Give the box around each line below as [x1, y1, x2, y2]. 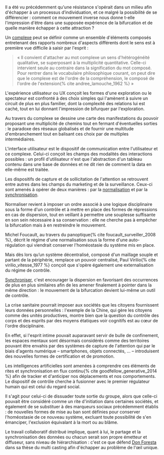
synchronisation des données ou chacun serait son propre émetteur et [5, 434, 147, 440]
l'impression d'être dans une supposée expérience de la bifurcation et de [5, 20, 153, 26]
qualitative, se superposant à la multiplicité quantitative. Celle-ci [17, 60, 146, 65]
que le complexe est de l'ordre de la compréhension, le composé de [17, 76, 155, 81]
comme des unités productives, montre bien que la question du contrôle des [5, 313, 159, 318]
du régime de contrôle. [5, 267, 51, 273]
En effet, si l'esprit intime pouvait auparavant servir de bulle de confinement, [5, 333, 159, 338]
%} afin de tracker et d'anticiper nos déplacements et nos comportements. [5, 373, 156, 379]
